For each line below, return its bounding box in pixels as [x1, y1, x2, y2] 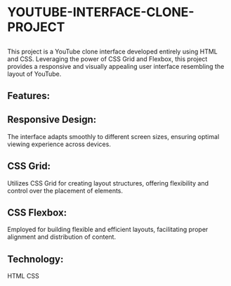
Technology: [7, 253, 64, 265]
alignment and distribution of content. [7, 233, 117, 241]
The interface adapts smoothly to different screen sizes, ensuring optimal [7, 132, 220, 141]
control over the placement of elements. [7, 186, 124, 195]
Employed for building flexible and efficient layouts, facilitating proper [7, 226, 209, 234]
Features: [7, 89, 51, 102]
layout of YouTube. [7, 70, 62, 78]
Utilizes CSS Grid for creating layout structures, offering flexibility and [7, 178, 209, 187]
